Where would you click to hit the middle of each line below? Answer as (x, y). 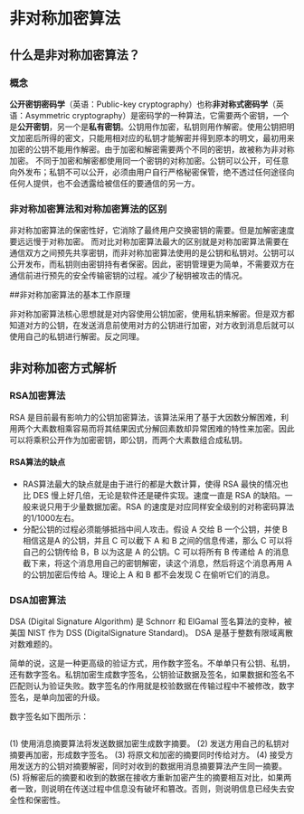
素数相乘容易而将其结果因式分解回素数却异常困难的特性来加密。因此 (167, 428)
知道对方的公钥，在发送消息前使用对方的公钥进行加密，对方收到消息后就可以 (152, 326)
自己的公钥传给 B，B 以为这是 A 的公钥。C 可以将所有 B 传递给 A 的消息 (156, 552)
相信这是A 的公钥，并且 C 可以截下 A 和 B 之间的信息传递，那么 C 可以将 (157, 541)
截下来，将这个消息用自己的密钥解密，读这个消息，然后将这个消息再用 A (157, 563)
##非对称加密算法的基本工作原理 (70, 295)
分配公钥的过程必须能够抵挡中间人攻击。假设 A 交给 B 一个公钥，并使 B (155, 529)
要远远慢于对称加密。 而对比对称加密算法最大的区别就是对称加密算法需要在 (149, 241)
